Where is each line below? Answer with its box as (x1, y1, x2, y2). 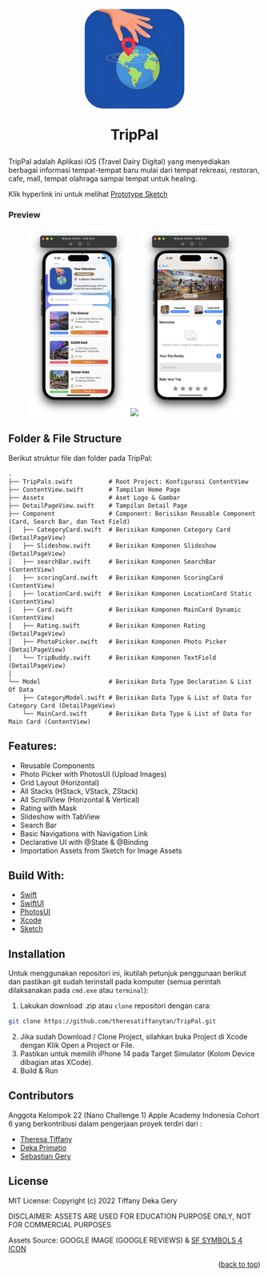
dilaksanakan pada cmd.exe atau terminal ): (8, 986, 150, 995)
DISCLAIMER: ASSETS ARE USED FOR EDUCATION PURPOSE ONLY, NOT (8, 1211, 252, 1221)
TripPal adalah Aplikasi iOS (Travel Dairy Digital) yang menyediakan (8, 157, 230, 166)
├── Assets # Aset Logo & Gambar (8, 494, 181, 502)
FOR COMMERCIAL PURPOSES (8, 1219, 112, 1229)
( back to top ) (218, 1259, 261, 1269)
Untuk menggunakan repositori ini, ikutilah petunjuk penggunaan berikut (8, 968, 246, 979)
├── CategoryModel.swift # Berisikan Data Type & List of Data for (22, 694, 252, 702)
